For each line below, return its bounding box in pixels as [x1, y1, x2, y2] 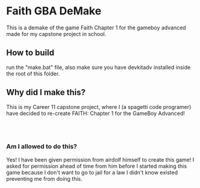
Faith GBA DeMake [6, 4, 102, 18]
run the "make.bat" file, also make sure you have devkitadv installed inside [6, 63, 191, 71]
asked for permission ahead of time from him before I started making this [6, 162, 187, 169]
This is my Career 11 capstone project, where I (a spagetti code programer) [6, 103, 192, 110]
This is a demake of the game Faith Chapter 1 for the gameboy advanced [6, 24, 186, 31]
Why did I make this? [6, 87, 86, 98]
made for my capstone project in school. [6, 30, 106, 37]
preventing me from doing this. [6, 175, 83, 182]
